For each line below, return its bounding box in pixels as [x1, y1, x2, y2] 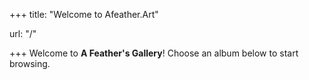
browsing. [9, 58, 51, 69]
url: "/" [9, 28, 37, 39]
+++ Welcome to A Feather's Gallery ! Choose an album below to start [9, 47, 299, 59]
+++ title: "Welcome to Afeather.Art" [9, 9, 159, 20]
